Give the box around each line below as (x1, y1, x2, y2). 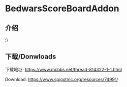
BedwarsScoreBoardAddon (5, 3, 120, 14)
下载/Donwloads (5, 53, 57, 61)
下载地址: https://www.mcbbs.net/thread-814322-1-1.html (5, 66, 122, 72)
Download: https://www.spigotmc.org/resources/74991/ (5, 76, 118, 82)
